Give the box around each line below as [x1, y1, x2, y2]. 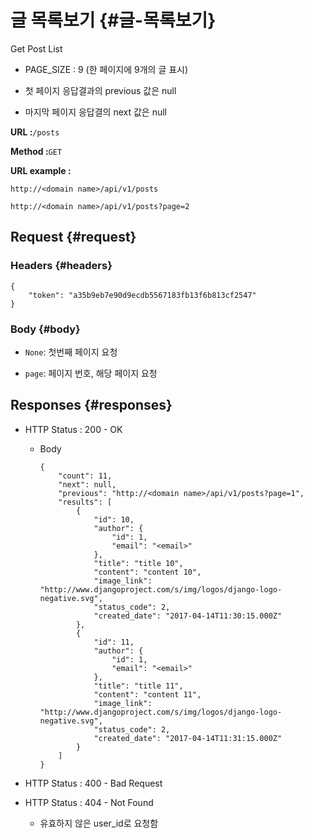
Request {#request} [10, 229, 137, 246]
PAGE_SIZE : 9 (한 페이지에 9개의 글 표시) [24, 63, 189, 75]
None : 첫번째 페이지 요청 [24, 346, 118, 358]
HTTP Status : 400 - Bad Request [24, 777, 163, 789]
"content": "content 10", [93, 567, 202, 577]
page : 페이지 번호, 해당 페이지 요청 [24, 367, 158, 379]
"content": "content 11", [93, 689, 202, 700]
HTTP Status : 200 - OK [24, 423, 123, 435]
